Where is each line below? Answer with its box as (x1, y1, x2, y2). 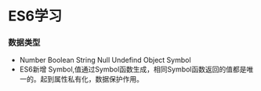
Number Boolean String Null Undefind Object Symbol (19, 56, 191, 65)
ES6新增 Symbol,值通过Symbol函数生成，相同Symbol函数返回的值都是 (19, 64, 247, 75)
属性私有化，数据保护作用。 (53, 75, 143, 84)
